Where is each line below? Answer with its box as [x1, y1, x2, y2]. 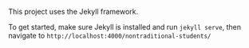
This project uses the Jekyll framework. [8, 7, 139, 16]
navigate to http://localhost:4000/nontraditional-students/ [8, 31, 211, 40]
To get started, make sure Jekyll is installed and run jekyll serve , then [8, 22, 242, 31]
